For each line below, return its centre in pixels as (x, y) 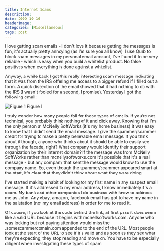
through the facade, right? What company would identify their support (75, 147)
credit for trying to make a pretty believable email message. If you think (77, 136)
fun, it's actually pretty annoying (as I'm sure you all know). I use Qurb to (78, 51)
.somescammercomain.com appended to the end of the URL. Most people (80, 228)
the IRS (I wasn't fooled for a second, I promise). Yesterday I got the (73, 92)
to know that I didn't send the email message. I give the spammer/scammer (81, 131)
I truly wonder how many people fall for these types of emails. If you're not (80, 116)
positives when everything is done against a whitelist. (59, 67)
